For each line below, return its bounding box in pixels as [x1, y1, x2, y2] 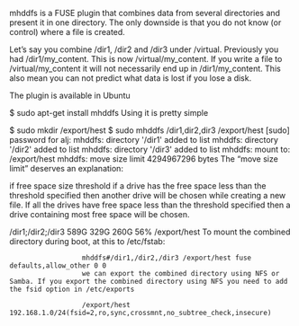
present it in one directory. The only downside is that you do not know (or [9, 17, 282, 28]
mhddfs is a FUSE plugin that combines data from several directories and [9, 8, 281, 18]
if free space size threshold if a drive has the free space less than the [9, 181, 267, 191]
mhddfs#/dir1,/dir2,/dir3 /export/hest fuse [81, 253, 252, 262]
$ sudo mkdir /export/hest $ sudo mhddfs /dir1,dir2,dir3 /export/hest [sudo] [9, 125, 290, 136]
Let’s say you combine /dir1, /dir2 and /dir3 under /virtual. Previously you [9, 44, 279, 55]
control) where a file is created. [9, 27, 126, 37]
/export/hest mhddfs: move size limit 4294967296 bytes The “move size [9, 154, 279, 164]
